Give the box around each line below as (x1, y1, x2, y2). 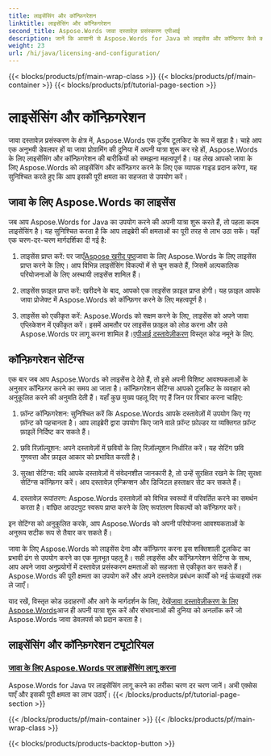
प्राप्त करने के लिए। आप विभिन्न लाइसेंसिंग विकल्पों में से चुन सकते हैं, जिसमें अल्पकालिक (19, 260, 240, 270)
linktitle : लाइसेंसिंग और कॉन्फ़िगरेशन (8, 19, 111, 27)
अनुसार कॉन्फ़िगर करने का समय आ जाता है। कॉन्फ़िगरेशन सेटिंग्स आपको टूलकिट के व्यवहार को (8, 383, 250, 393)
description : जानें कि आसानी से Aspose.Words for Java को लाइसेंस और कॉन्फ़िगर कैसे (8, 34, 256, 43)
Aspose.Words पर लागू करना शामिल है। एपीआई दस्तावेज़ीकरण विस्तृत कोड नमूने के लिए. (19, 328, 255, 339)
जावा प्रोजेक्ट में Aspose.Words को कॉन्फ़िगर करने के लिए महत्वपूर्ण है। (19, 294, 207, 304)
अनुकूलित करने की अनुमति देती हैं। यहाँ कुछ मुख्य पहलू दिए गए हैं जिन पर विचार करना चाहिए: (8, 392, 244, 402)
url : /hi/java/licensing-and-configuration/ (8, 49, 161, 57)
